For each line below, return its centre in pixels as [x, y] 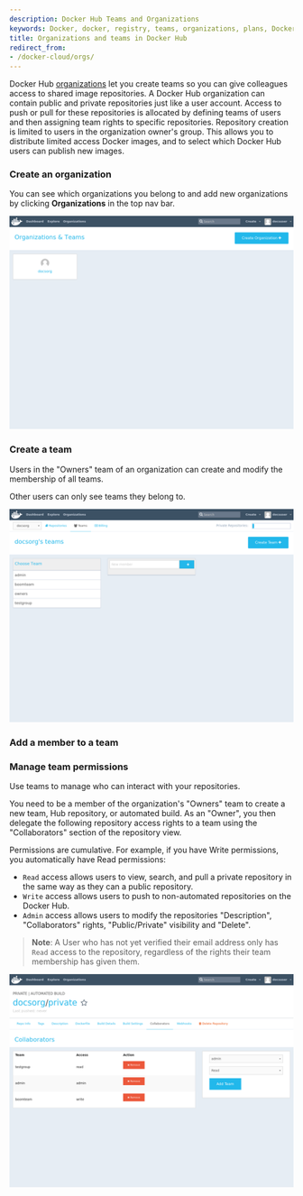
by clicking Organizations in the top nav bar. [92, 204]
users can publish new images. [67, 151]
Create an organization [61, 174]
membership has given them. [85, 961]
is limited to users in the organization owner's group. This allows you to [142, 132]
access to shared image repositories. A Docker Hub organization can [138, 94]
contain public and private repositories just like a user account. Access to [146, 103]
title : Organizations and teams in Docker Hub [98, 38]
